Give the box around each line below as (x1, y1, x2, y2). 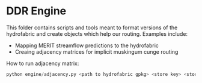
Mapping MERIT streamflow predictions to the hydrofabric (14, 42, 159, 49)
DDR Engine (6, 4, 67, 18)
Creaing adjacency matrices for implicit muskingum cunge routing (14, 48, 179, 55)
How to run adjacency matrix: (6, 60, 79, 67)
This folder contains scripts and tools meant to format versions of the (6, 24, 178, 31)
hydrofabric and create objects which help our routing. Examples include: (6, 30, 188, 37)
